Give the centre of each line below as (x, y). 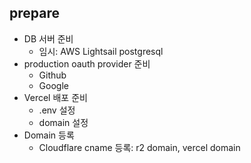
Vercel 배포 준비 (55, 97)
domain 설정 (63, 122)
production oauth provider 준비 (87, 63)
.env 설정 (57, 110)
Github (52, 75)
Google (53, 85)
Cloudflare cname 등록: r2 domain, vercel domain (139, 147)
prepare (34, 13)
